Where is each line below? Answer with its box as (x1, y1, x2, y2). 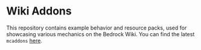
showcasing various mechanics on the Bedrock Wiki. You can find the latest (6, 30, 195, 37)
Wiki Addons (6, 4, 72, 18)
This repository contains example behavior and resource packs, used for (6, 24, 187, 31)
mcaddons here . (6, 37, 42, 44)
